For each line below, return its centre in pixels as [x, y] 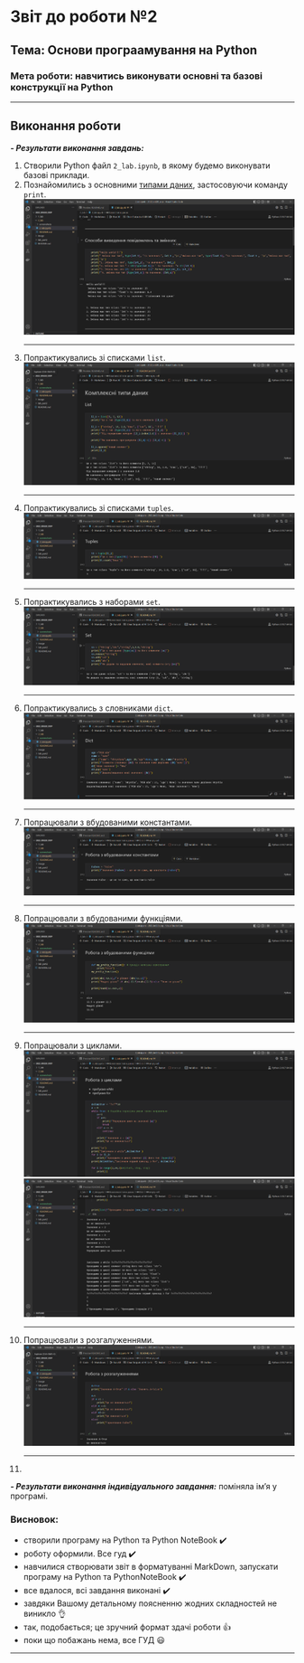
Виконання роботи [65, 126]
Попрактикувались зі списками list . [94, 358]
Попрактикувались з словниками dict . [98, 708]
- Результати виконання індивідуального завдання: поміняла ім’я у [144, 1487]
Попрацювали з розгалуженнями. [88, 1339]
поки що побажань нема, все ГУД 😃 [94, 1639]
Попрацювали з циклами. [73, 1045]
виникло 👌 [45, 1613]
